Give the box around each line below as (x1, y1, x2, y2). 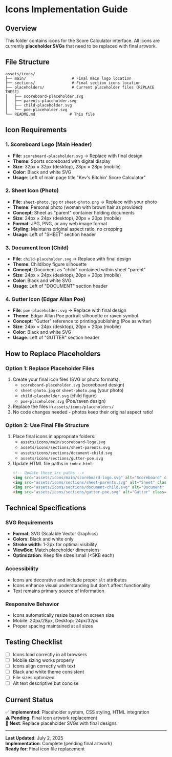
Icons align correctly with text (12, 663, 76, 669)
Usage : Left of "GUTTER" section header (12, 334, 100, 341)
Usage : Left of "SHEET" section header (12, 231, 96, 237)
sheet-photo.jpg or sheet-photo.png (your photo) (20, 387, 124, 394)
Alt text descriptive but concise (12, 680, 79, 686)
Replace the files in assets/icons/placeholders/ (12, 403, 114, 410)
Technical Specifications (5, 504, 87, 512)
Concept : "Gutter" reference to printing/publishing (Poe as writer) (12, 318, 152, 325)
